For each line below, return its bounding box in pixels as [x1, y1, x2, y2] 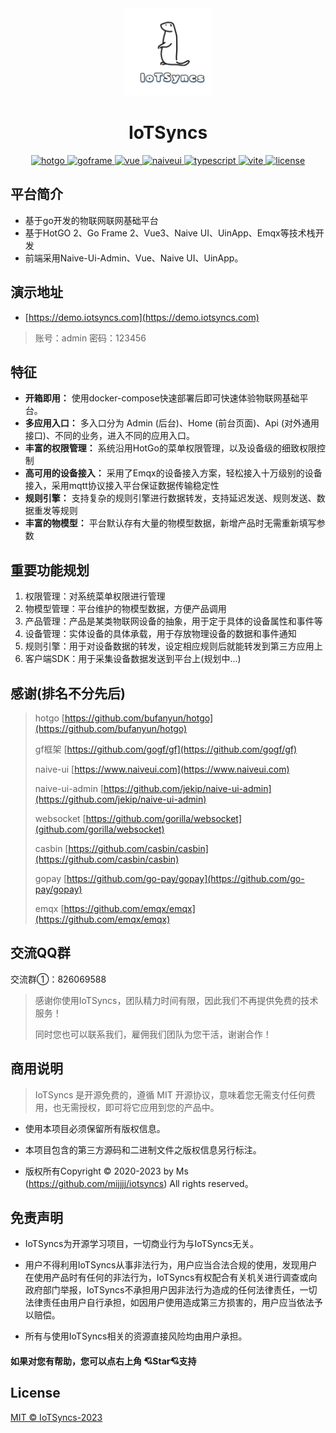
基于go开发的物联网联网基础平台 [24, 214, 159, 226]
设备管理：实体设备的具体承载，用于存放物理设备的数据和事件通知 [24, 628, 297, 640]
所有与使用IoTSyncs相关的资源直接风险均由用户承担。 [24, 1330, 248, 1342]
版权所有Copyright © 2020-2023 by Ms [24, 1165, 189, 1177]
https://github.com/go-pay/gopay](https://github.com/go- [66, 873, 305, 884]
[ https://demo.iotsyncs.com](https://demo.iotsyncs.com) [24, 311, 260, 323]
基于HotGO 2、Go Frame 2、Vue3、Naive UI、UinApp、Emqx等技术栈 [24, 227, 316, 239]
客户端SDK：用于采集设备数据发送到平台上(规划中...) [24, 653, 242, 665]
